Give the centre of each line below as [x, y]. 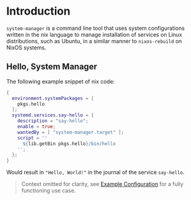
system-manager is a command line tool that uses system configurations [95, 28]
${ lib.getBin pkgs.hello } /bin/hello [69, 144]
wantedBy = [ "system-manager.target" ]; [70, 132]
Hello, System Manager [52, 67]
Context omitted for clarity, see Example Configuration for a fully [102, 184]
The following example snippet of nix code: [60, 81]
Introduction [38, 11]
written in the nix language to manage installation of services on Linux [94, 34]
